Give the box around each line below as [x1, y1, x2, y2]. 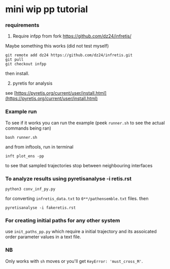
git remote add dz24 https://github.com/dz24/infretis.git [5, 53, 133, 58]
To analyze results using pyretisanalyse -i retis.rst [5, 175, 132, 182]
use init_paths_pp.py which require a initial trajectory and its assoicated [5, 228, 157, 235]
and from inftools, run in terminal [5, 143, 74, 150]
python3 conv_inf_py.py [5, 186, 56, 192]
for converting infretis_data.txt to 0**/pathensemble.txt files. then [5, 196, 149, 202]
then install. [5, 70, 29, 76]
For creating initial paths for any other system [5, 217, 120, 224]
